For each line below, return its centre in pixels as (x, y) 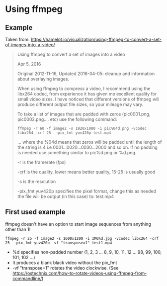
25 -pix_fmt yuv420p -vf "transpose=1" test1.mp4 (59, 243)
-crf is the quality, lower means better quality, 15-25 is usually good (86, 172)
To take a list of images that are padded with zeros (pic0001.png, (84, 114)
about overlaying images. (43, 79)
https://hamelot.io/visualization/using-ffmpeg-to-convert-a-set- (96, 39)
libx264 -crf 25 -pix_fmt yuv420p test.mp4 (64, 133)
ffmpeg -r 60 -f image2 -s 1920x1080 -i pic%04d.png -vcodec (82, 128)
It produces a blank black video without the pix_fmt (65, 263)
